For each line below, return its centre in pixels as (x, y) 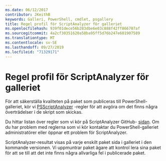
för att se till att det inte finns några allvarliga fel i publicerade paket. (75, 153)
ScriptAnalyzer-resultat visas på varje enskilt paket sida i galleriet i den (78, 142)
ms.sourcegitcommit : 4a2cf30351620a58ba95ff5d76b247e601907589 (73, 33)
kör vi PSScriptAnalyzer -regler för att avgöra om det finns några (91, 107)
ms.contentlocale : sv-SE (31, 43)
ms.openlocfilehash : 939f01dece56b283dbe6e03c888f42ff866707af (73, 29)
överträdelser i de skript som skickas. (44, 112)
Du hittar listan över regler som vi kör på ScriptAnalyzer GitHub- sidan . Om (82, 122)
